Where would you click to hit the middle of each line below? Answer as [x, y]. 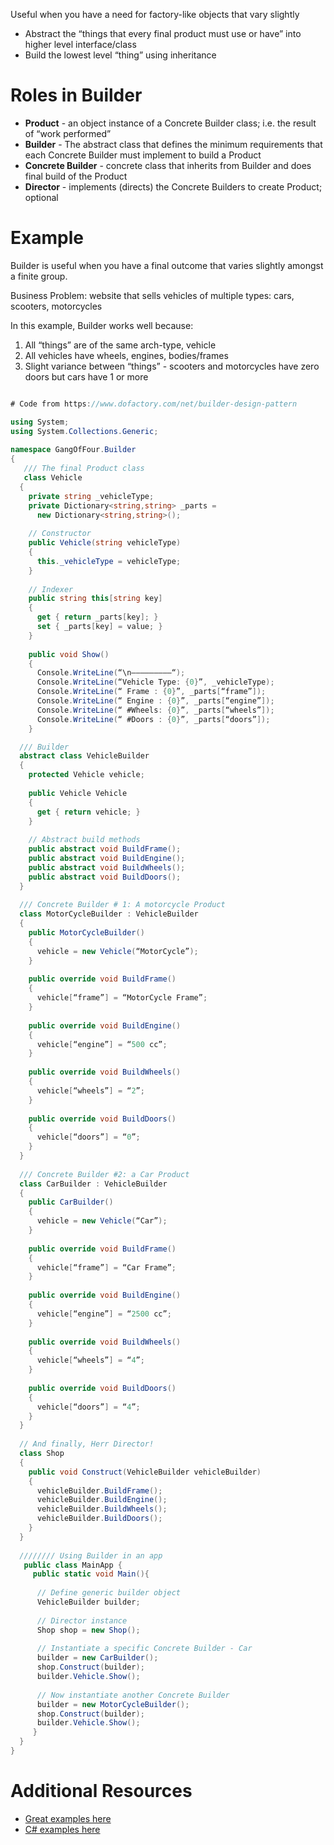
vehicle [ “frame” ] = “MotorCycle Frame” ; [122, 998]
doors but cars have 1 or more [86, 376]
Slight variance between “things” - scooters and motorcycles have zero [172, 366]
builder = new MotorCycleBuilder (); [113, 1704]
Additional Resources [101, 1791]
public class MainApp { [73, 1565]
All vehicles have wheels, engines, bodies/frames [126, 355]
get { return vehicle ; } [88, 812]
